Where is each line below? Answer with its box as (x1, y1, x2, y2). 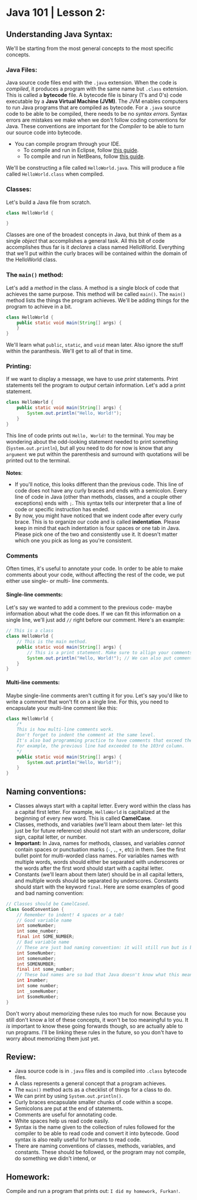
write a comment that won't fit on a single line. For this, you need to (6, 698, 169, 705)
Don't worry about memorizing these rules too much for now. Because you (6, 1010, 186, 1017)
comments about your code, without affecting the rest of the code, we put (6, 571, 185, 578)
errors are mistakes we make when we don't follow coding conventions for (6, 116, 186, 123)
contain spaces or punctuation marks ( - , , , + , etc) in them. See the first (14, 846, 186, 853)
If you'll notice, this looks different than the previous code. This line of (14, 481, 184, 488)
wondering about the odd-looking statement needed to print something (6, 438, 178, 445)
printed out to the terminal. (6, 457, 70, 464)
